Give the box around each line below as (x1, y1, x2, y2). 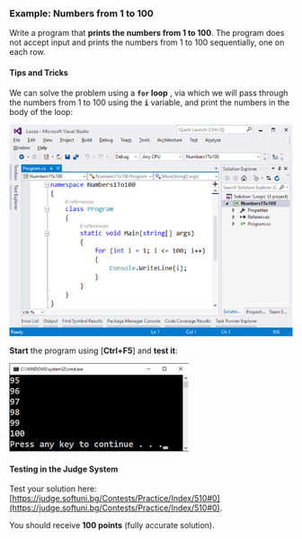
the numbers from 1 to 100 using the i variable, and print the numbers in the (9, 97, 290, 108)
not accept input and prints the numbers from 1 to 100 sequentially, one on (9, 37, 285, 48)
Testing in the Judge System (9, 464, 119, 474)
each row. (9, 47, 47, 57)
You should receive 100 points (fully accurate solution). (9, 520, 215, 531)
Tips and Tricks (9, 66, 69, 78)
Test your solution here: (9, 483, 97, 494)
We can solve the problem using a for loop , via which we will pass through (9, 87, 289, 98)
